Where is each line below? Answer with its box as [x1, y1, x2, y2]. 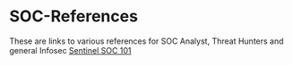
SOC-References [9, 6, 139, 27]
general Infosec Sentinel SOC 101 [9, 45, 132, 55]
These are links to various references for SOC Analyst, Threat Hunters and [9, 36, 284, 46]
